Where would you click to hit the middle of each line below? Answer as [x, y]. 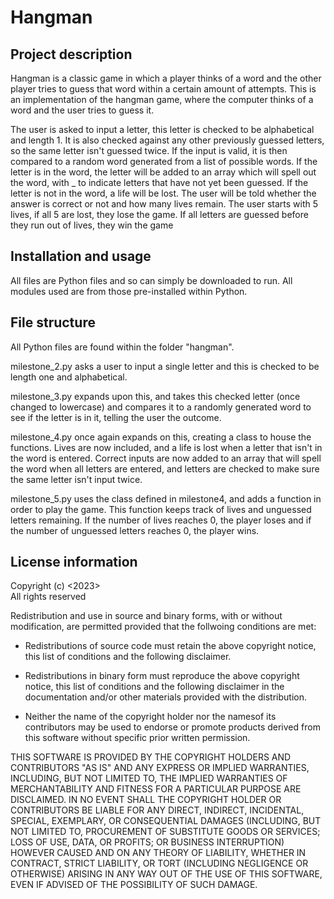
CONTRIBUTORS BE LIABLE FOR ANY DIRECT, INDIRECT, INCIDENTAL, [157, 810]
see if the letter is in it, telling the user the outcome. [116, 417]
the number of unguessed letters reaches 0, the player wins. [135, 530]
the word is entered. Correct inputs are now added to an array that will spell [166, 458]
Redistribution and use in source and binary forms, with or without [146, 616]
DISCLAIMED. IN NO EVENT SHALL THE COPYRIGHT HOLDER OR [146, 800]
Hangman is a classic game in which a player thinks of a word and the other [166, 78]
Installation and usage [81, 256]
